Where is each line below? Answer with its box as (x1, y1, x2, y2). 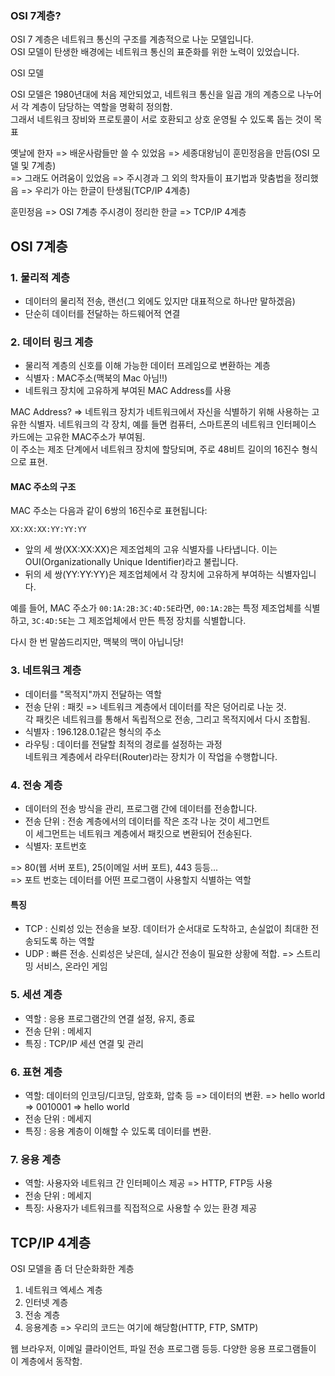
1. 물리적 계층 (10, 270, 71, 284)
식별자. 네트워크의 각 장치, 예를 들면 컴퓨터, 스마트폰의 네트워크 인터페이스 (28, 418, 317, 431)
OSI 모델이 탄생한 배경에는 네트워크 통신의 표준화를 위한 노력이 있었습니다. (10, 46, 300, 58)
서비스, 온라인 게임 (35, 960, 108, 972)
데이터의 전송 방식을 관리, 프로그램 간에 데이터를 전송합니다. (24, 803, 258, 815)
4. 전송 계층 (10, 778, 63, 792)
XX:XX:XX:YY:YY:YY (10, 525, 87, 535)
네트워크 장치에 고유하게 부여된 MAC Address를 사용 (24, 385, 232, 397)
